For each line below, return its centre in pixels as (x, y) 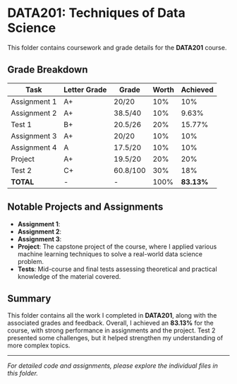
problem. (31, 261)
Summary (29, 298)
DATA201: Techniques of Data (96, 13)
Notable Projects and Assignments (85, 207)
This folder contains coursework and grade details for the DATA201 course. (117, 47)
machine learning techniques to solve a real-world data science (110, 254)
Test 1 (21, 124)
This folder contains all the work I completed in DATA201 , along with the (112, 316)
